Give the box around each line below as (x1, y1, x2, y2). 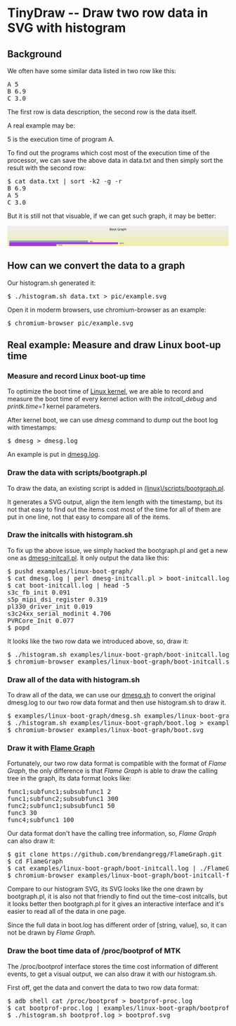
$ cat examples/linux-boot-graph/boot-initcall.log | (7, 865, 197, 872)
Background (7, 48, 62, 60)
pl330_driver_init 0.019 (7, 602, 93, 611)
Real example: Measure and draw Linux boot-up (7, 338, 221, 350)
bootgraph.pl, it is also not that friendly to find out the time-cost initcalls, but (7, 892, 228, 900)
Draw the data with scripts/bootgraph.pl (7, 468, 147, 477)
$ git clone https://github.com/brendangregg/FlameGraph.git (7, 850, 223, 858)
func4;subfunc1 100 (7, 816, 74, 824)
